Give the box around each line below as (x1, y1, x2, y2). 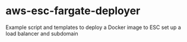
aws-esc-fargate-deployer (5, 4, 141, 18)
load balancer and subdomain (5, 30, 78, 37)
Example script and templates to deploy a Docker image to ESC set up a (5, 24, 182, 31)
